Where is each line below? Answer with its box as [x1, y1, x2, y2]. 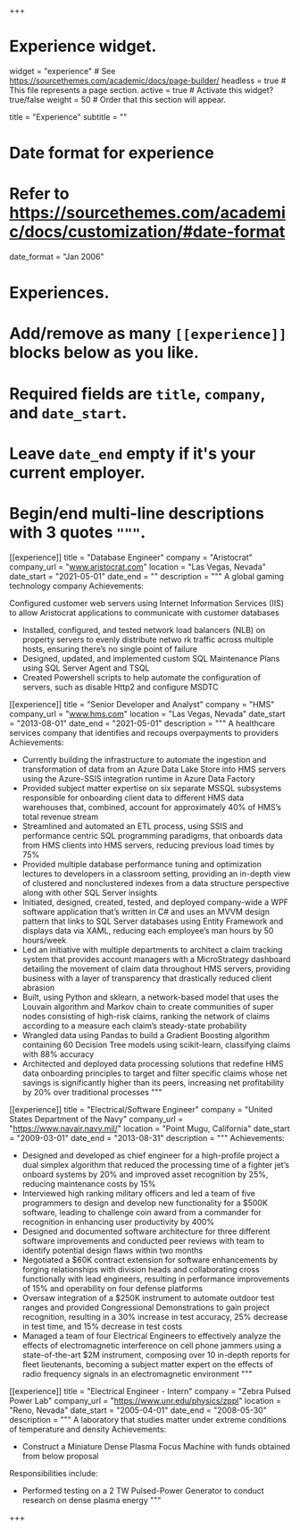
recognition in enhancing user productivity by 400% [21, 1216, 215, 1227]
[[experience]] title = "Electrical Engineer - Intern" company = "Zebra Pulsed [9, 1385, 291, 1396]
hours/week [21, 934, 67, 945]
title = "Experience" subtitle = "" [9, 111, 128, 122]
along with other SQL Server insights [21, 887, 158, 898]
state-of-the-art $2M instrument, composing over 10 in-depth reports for [21, 1349, 291, 1360]
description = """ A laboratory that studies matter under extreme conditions [9, 1414, 287, 1424]
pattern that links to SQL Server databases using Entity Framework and [21, 916, 284, 926]
